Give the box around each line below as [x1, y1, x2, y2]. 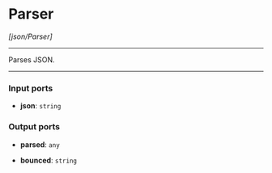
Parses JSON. [8, 54, 55, 65]
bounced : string [19, 155, 77, 165]
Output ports [8, 121, 61, 133]
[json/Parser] [8, 32, 53, 41]
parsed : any [19, 139, 61, 150]
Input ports [8, 82, 53, 94]
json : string [19, 101, 62, 111]
